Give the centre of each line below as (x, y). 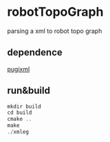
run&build (29, 91)
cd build (20, 113)
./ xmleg (18, 132)
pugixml (19, 69)
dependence (35, 52)
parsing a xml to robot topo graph (55, 31)
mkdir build (24, 106)
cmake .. (20, 119)
